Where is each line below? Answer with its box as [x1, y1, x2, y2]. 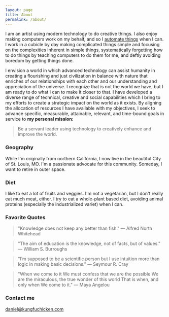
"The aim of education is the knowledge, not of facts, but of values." [17, 240, 161, 246]
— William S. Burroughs [17, 246, 67, 252]
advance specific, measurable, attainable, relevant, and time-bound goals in [5, 111, 164, 117]
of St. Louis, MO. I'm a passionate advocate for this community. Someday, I [5, 161, 162, 167]
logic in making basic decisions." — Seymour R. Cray [17, 261, 128, 267]
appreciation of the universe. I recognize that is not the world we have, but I [5, 84, 163, 90]
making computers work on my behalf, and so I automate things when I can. [5, 36, 164, 42]
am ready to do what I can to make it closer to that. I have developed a [5, 89, 152, 95]
